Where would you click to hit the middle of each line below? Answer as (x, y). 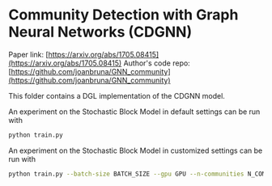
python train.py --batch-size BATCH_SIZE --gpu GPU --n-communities (126, 174)
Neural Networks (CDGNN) (100, 32)
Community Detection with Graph (123, 15)
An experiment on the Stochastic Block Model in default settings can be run (134, 112)
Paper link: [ (28, 54)
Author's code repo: (157, 63)
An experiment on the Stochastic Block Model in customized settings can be (136, 150)
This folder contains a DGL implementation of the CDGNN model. (117, 95)
